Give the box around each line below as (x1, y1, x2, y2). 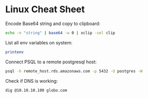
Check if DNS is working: (5, 78, 58, 84)
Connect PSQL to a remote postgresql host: (5, 59, 97, 65)
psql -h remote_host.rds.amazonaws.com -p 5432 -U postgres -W (5, 68, 143, 73)
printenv (5, 50, 24, 55)
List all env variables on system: (5, 39, 72, 45)
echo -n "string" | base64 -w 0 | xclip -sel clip (5, 30, 115, 35)
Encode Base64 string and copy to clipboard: (5, 20, 101, 27)
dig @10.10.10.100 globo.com (5, 88, 67, 93)
